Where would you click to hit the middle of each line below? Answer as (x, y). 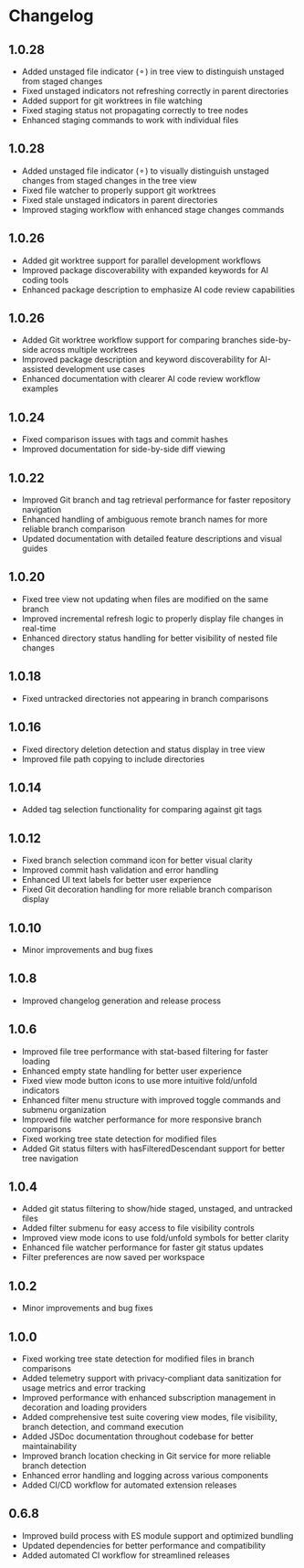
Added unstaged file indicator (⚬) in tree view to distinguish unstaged (153, 71)
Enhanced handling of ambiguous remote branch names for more (145, 519)
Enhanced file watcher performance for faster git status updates (142, 1247)
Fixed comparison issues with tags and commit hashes (125, 440)
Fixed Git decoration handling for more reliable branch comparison (147, 890)
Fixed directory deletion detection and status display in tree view (143, 749)
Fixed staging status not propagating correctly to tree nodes (135, 110)
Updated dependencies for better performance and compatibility (144, 1545)
